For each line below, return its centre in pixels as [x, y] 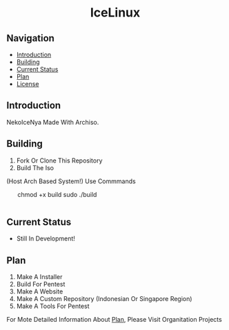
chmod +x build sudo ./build [57, 194]
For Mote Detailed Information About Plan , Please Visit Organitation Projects [114, 320]
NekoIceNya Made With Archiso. [53, 122]
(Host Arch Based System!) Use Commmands [71, 181]
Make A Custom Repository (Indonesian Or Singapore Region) [104, 299]
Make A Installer [39, 277]
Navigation [30, 38]
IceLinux [115, 13]
